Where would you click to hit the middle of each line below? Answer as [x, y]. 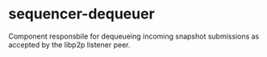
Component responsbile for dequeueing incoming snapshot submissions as [134, 36]
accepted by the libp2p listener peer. [69, 44]
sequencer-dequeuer [81, 14]
